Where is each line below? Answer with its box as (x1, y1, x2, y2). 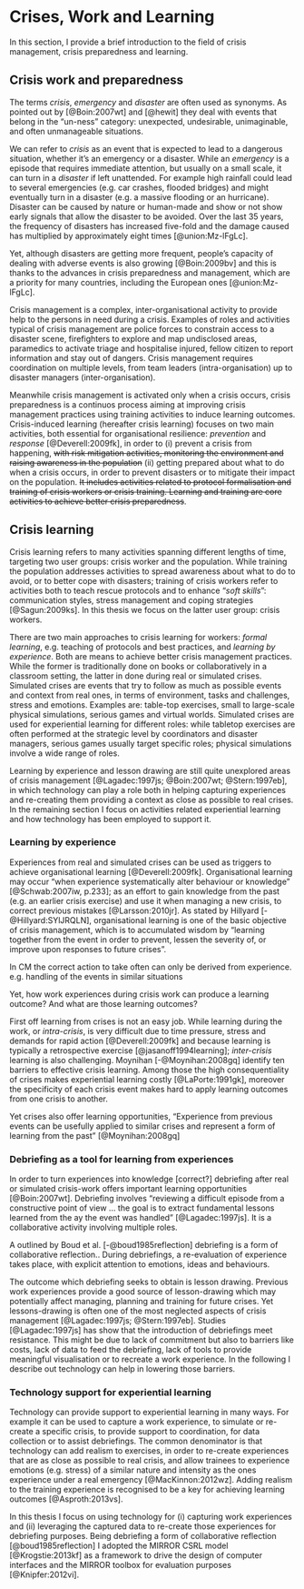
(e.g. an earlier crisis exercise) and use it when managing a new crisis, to (9, 895, 282, 906)
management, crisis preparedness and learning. (9, 45, 189, 56)
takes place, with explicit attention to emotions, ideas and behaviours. (9, 1259, 270, 1270)
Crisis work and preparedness (9, 73, 184, 88)
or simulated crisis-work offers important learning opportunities (9, 1183, 248, 1194)
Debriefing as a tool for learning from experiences (9, 1152, 234, 1165)
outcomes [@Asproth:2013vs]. (9, 1493, 123, 1504)
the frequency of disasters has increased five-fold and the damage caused (9, 220, 289, 231)
